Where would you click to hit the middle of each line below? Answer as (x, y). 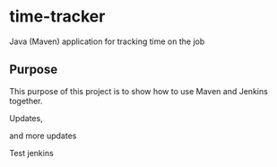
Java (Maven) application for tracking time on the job (107, 41)
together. (26, 101)
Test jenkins (31, 153)
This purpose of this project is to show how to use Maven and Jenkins (139, 91)
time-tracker (57, 17)
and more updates (43, 136)
